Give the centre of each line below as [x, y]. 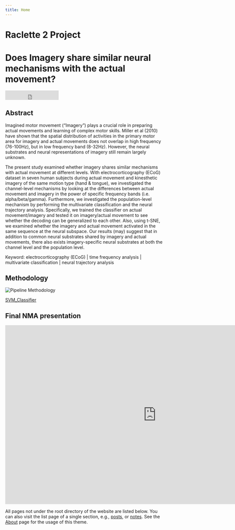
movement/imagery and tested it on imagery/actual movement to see [77, 215]
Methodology [27, 278]
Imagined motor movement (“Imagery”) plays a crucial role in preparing [79, 125]
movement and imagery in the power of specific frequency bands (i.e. [77, 194]
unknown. [16, 157]
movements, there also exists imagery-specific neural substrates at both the [84, 242]
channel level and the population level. [45, 247]
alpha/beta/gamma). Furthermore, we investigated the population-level [79, 199]
